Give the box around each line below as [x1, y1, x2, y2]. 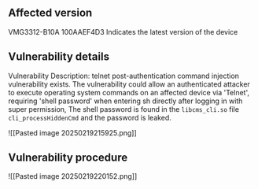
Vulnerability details [8, 50, 110, 64]
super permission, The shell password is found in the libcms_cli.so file [8, 104, 240, 113]
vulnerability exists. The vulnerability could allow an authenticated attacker [8, 79, 250, 89]
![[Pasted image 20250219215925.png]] [8, 128, 138, 137]
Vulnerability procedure [8, 151, 128, 165]
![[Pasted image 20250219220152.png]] [8, 172, 138, 181]
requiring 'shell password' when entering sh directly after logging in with [8, 96, 243, 106]
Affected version [8, 6, 93, 20]
